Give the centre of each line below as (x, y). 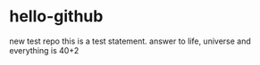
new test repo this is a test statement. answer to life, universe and (130, 41)
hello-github (56, 16)
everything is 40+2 (44, 50)
